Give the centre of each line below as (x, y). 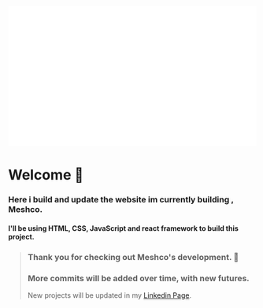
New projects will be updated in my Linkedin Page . (109, 295)
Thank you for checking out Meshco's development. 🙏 (133, 257)
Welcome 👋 (46, 175)
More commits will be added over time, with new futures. (138, 278)
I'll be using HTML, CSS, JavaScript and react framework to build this (123, 228)
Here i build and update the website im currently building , (121, 200)
